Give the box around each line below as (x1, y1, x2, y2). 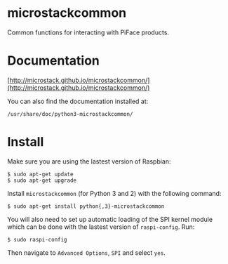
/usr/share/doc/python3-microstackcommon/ (7, 110, 133, 117)
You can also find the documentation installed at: (7, 97, 149, 105)
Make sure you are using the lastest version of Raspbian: (7, 157, 171, 166)
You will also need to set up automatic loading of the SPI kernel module (7, 215, 213, 223)
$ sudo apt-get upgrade (7, 177, 77, 184)
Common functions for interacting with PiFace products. (7, 28, 170, 37)
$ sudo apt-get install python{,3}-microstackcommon (7, 202, 165, 210)
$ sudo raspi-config (7, 236, 68, 243)
